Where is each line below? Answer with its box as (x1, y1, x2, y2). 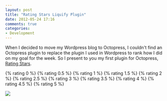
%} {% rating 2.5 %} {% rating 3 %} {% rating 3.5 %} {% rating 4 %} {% (5, 76, 154, 81)
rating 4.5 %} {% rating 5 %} (5, 81, 64, 87)
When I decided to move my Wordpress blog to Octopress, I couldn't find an (5, 45, 162, 50)
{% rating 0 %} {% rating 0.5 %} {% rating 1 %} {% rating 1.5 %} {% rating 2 (5, 70, 162, 76)
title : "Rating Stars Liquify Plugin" (5, 12, 86, 17)
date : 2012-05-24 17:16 (5, 17, 55, 22)
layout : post (5, 7, 33, 13)
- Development (5, 31, 35, 36)
